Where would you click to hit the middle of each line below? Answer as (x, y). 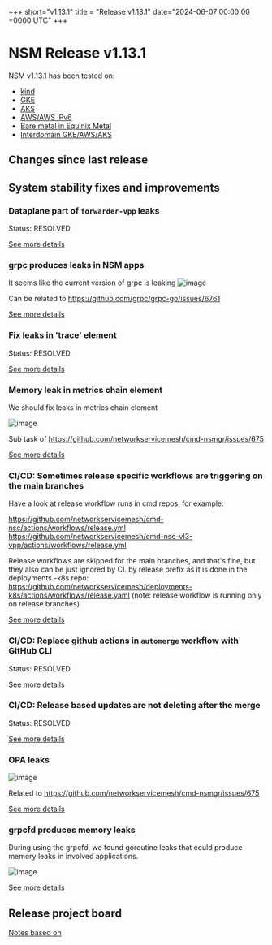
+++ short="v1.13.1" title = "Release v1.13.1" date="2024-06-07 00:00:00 (129, 12)
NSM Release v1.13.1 (78, 53)
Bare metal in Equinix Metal (66, 126)
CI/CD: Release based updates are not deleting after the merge (135, 706)
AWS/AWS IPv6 (46, 117)
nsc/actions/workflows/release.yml (67, 528)
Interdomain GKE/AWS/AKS (66, 134)
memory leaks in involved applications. (73, 857)
